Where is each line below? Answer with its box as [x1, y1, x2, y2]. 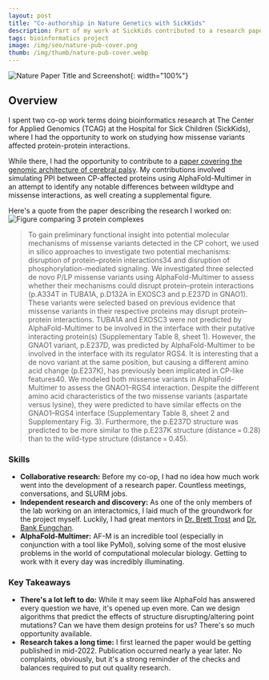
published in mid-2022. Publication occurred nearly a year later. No [19, 646, 243, 656]
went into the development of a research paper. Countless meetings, [19, 481, 247, 490]
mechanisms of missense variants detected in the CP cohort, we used [27, 238, 259, 248]
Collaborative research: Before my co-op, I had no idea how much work [19, 472, 259, 482]
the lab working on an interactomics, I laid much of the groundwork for [19, 506, 253, 516]
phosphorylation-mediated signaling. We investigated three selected [27, 263, 254, 273]
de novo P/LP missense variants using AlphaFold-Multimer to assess [27, 272, 255, 282]
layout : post [8, 11, 52, 20]
